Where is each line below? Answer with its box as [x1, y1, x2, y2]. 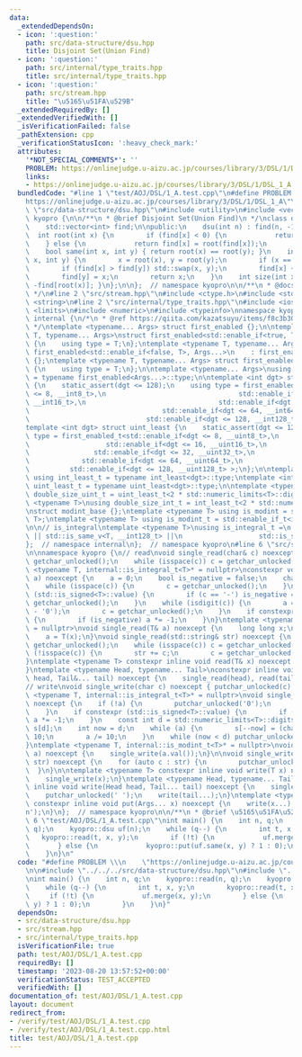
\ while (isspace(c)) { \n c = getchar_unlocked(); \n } [25, 582, 288, 591]
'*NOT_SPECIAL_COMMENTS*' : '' [25, 155, 139, 165]
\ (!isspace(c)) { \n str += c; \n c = [25, 649, 223, 658]
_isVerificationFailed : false [17, 122, 130, 131]
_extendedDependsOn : [17, 22, 94, 31]
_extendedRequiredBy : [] [17, 105, 111, 114]
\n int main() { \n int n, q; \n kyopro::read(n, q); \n [25, 874, 252, 883]
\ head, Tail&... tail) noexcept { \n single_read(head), [25, 674, 255, 683]
